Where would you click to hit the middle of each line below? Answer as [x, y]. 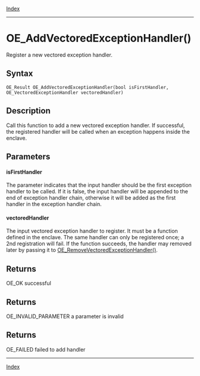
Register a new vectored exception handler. [60, 55]
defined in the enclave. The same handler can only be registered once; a [95, 238]
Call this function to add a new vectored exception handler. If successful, [96, 125]
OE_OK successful [29, 283]
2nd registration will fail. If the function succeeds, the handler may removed [99, 244]
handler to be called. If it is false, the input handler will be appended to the [97, 192]
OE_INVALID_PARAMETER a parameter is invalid [65, 316]
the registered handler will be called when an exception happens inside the [98, 131]
